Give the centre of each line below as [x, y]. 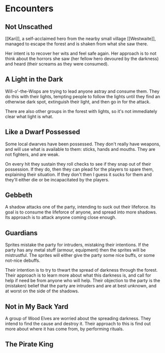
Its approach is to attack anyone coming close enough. [61, 217]
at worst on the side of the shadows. [42, 291]
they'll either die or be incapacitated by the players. [57, 179]
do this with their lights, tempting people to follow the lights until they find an [83, 96]
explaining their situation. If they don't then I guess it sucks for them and [78, 174]
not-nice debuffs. [23, 261]
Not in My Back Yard [37, 306]
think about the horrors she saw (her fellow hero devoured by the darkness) [82, 59]
